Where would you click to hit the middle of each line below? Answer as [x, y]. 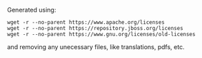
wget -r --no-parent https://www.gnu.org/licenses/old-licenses [101, 34]
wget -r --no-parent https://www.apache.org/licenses [86, 23]
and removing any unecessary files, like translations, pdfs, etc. [96, 47]
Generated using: [32, 10]
